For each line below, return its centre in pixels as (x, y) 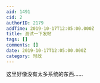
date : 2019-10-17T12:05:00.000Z (46, 51)
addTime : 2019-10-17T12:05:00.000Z (50, 28)
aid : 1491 (18, 12)
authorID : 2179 (25, 23)
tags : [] (17, 39)
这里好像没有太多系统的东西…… (45, 74)
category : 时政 (24, 56)
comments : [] (22, 45)
